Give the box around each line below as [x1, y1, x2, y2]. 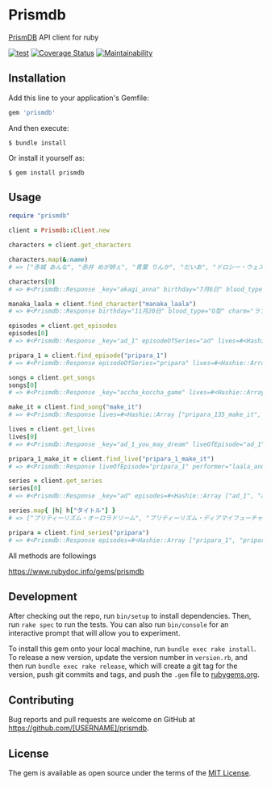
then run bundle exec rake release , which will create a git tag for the [8, 661, 238, 671]
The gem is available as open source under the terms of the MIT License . [8, 768, 252, 777]
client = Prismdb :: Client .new [8, 226, 110, 235]
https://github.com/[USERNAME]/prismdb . [8, 723, 149, 733]
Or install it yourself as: [8, 153, 85, 162]
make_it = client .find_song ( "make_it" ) [8, 403, 143, 411]
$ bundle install [8, 139, 67, 147]
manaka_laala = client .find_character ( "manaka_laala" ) [8, 300, 197, 308]
